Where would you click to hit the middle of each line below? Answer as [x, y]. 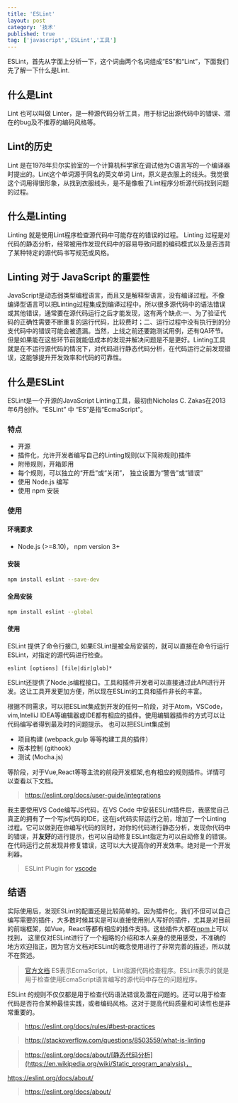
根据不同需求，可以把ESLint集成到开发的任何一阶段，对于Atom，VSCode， [117, 706]
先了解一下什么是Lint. [39, 70]
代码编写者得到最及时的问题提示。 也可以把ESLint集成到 [89, 724]
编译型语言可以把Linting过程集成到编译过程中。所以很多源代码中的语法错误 [117, 304]
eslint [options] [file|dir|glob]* [60, 668]
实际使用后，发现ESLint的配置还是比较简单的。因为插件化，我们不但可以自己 [119, 911]
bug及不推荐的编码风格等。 [59, 122]
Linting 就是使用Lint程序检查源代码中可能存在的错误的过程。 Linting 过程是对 [119, 234]
